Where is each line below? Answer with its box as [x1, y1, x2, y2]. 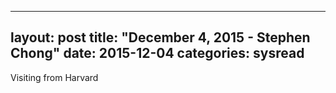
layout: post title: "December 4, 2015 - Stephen [10, 29, 311, 46]
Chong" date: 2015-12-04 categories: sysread [10, 45, 305, 62]
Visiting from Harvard [10, 71, 99, 83]
